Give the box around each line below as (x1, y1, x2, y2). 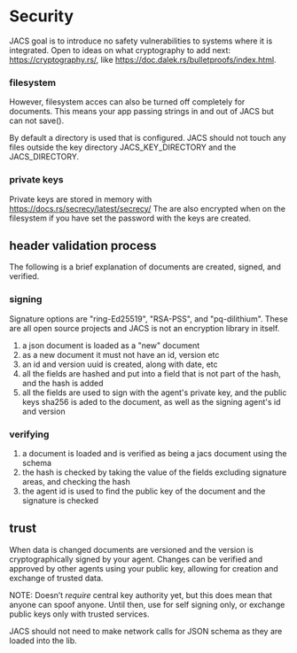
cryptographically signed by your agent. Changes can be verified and (9, 554, 263, 564)
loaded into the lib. (9, 635, 77, 646)
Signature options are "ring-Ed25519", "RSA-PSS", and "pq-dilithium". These (9, 313, 288, 324)
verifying (9, 428, 50, 440)
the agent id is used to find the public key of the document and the (21, 486, 266, 496)
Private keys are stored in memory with (9, 193, 152, 205)
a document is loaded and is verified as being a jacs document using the (21, 447, 287, 458)
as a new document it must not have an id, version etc (21, 349, 220, 360)
